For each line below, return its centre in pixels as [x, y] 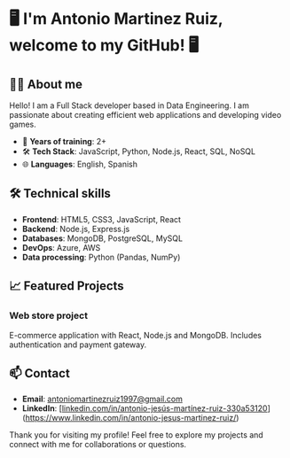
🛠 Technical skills [60, 194]
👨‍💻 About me [46, 84]
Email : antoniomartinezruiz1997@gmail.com [102, 399]
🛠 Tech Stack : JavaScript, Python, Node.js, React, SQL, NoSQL [138, 151]
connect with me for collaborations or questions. [98, 445]
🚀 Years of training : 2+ [64, 141]
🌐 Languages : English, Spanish [79, 164]
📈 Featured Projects [67, 286]
